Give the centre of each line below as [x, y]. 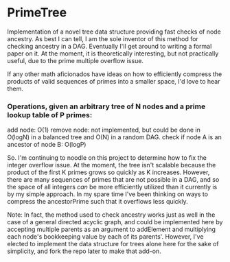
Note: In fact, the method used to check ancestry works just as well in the [111, 215]
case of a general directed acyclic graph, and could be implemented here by [115, 222]
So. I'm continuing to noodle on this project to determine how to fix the [107, 158]
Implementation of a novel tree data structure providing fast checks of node [114, 32]
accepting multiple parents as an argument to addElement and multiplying [112, 229]
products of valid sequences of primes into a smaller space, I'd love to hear [114, 81]
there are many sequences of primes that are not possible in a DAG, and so [113, 180]
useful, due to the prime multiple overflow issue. [76, 60]
